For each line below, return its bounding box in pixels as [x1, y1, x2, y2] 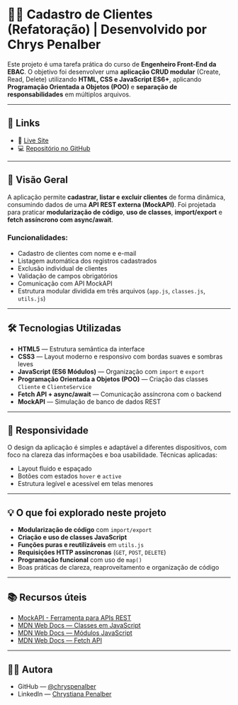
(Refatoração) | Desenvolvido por [7, 21, 208, 38]
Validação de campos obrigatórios [17, 271, 118, 280]
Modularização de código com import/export [17, 526, 152, 534]
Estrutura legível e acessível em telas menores [17, 480, 154, 488]
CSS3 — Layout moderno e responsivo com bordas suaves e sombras [17, 352, 223, 361]
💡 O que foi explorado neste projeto [7, 507, 166, 519]
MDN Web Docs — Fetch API [17, 636, 103, 645]
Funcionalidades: [7, 233, 69, 243]
